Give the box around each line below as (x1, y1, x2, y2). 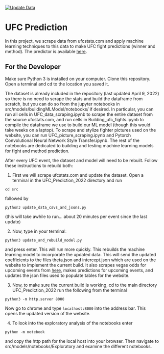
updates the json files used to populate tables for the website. (5, 272, 130, 278)
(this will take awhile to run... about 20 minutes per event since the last (5, 214, 148, 219)
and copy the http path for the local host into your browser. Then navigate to (5, 338, 159, 344)
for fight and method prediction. (5, 148, 70, 154)
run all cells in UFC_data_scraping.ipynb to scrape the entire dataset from (5, 111, 153, 117)
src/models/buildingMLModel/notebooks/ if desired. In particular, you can (5, 106, 154, 112)
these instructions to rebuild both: (5, 163, 73, 168)
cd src (5, 187, 19, 191)
